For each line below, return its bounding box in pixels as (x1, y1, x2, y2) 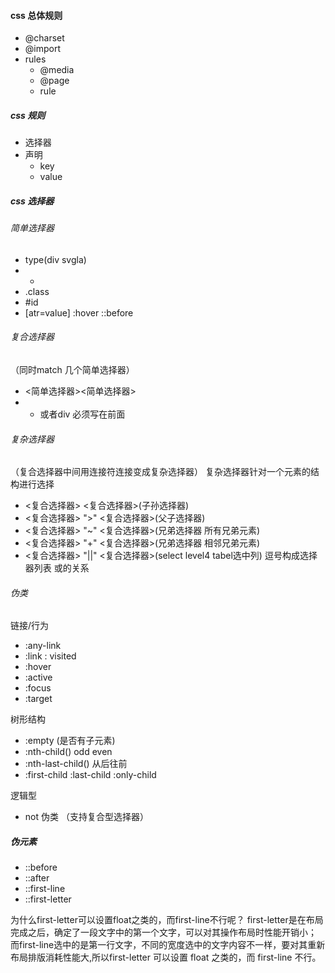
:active (24, 671, 53, 684)
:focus (24, 682, 52, 694)
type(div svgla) (24, 253, 87, 265)
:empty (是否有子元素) (24, 735, 116, 747)
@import (24, 43, 62, 55)
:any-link (24, 640, 62, 652)
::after (24, 872, 50, 884)
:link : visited (24, 650, 77, 662)
